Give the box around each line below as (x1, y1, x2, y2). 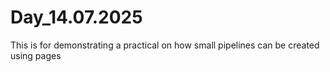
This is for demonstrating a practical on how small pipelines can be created (10, 39, 320, 51)
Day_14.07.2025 (10, 6, 143, 29)
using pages (10, 49, 62, 61)
